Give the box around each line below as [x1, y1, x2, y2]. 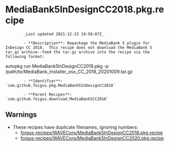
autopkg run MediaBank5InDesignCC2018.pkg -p [5, 63, 109, 69]
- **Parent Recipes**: [24, 92, 72, 97]
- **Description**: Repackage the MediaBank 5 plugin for [24, 40, 150, 46]
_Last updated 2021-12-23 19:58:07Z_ [24, 31, 104, 36]
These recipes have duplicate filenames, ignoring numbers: [12, 124, 138, 130]
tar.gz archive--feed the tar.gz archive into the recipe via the [5, 49, 150, 54]
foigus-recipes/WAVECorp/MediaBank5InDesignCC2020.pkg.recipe [20, 135, 164, 141]
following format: [5, 54, 45, 59]
